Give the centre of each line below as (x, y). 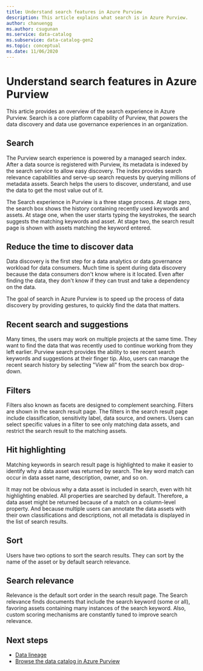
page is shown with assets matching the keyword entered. (79, 228)
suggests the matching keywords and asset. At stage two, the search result (100, 221)
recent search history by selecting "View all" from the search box (88, 365)
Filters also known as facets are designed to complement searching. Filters (100, 405)
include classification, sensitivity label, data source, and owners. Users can (100, 418)
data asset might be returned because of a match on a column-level (91, 502)
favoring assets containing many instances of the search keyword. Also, (96, 608)
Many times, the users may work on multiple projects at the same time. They (101, 339)
